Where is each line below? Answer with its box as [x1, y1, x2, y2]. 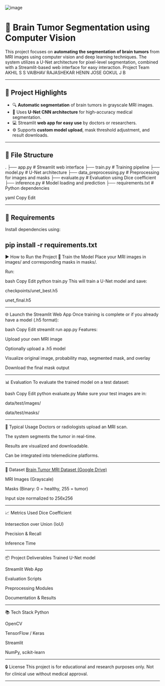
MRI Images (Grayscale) [5, 476, 54, 482]
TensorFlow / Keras [5, 630, 45, 636]
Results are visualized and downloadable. [5, 443, 89, 449]
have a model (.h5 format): [5, 317, 59, 323]
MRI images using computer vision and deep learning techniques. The [5, 54, 147, 60]
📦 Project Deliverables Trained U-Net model [5, 555, 96, 561]
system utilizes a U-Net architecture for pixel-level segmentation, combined [5, 59, 159, 65]
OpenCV [5, 621, 23, 627]
